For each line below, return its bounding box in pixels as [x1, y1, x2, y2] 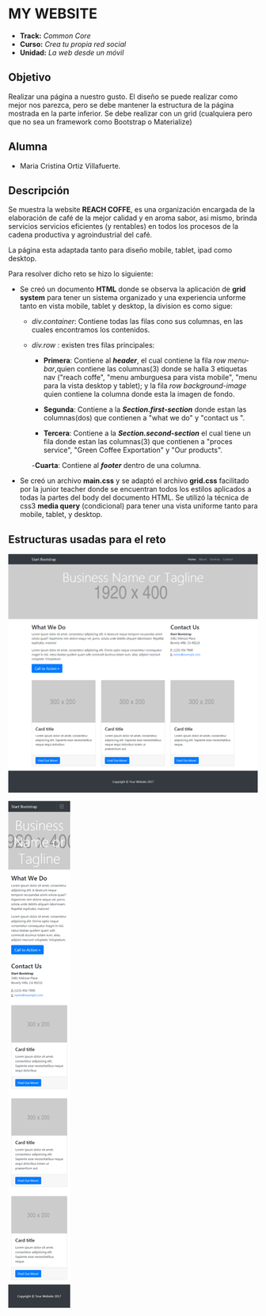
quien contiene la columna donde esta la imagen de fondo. [43, 390, 235, 399]
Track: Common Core [19, 31, 91, 40]
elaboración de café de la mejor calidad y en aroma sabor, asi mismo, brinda [8, 213, 257, 223]
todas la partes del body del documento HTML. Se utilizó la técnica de [19, 493, 249, 503]
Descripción [8, 184, 70, 197]
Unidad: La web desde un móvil [19, 48, 124, 57]
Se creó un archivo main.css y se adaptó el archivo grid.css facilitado [19, 476, 249, 485]
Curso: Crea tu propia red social [19, 39, 127, 48]
